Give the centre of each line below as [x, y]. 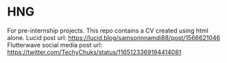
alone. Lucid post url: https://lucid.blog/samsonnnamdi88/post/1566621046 [114, 37]
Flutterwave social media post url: [55, 45]
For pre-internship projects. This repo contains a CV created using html [108, 30]
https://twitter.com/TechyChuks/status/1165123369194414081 [94, 52]
